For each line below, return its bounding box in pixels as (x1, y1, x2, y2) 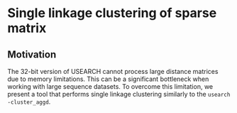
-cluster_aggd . (7, 97, 51, 106)
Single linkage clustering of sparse (7, 5, 217, 21)
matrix (7, 20, 47, 36)
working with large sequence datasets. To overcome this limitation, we (7, 82, 214, 90)
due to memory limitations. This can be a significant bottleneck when (7, 75, 209, 83)
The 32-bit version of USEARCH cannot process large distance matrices (7, 68, 219, 75)
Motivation (7, 48, 57, 60)
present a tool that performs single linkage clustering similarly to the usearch (7, 90, 231, 98)
